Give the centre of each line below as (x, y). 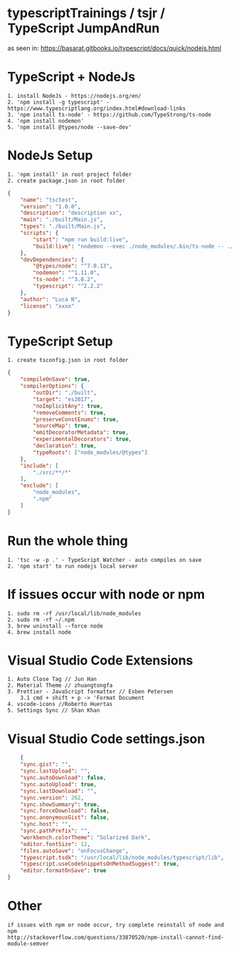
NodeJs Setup (50, 156)
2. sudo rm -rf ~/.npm (41, 620)
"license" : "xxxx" (47, 306)
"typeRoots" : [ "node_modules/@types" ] (90, 452)
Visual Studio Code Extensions (100, 660)
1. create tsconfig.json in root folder (68, 360)
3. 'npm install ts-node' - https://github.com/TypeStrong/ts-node (110, 115)
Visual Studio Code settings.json (106, 738)
